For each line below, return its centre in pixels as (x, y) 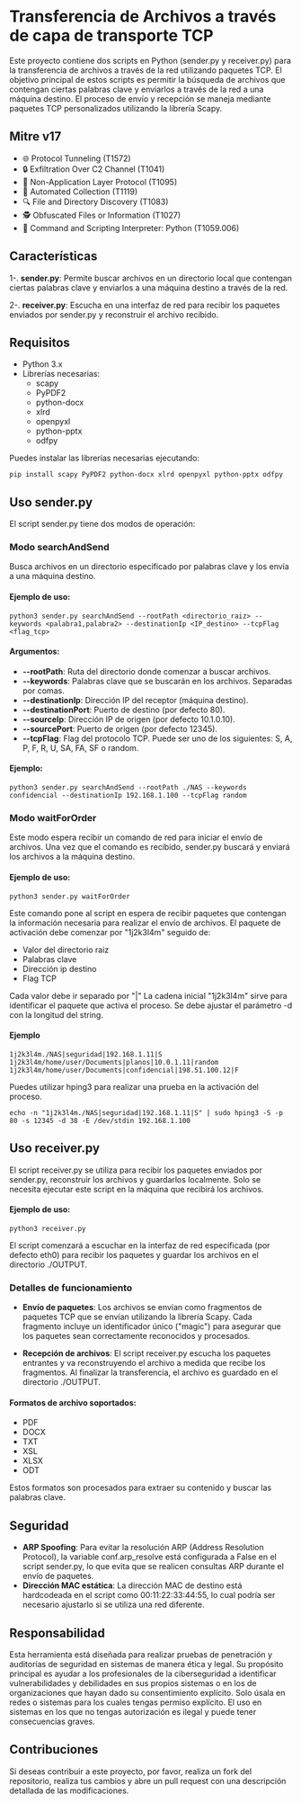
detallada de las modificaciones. (69, 1790)
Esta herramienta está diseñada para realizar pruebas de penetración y (141, 1654)
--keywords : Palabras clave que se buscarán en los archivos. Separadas (157, 681)
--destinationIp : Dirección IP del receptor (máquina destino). (135, 700)
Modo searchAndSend (59, 548)
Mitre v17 (35, 137)
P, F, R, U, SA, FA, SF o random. (80, 747)
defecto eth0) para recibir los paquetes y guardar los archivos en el (134, 1254)
